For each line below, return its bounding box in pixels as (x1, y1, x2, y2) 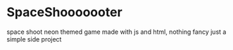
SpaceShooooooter (6, 4, 122, 20)
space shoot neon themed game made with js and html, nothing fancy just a (6, 27, 227, 36)
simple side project (6, 35, 62, 43)
